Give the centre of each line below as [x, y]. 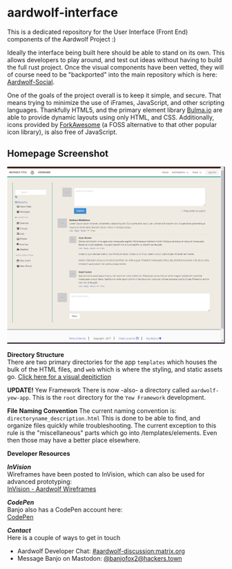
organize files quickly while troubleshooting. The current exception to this [112, 425]
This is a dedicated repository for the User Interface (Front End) [98, 32]
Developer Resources [39, 453]
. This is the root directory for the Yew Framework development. [117, 397]
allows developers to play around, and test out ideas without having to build [115, 59]
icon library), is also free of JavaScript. [62, 132]
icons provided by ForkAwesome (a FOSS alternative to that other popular [112, 124]
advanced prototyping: [40, 481]
